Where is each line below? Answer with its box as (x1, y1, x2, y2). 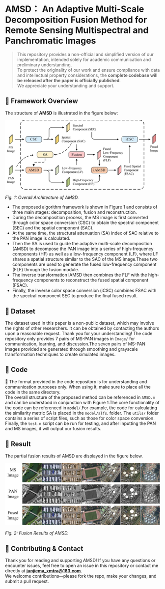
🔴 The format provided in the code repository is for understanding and (5, 378, 147, 385)
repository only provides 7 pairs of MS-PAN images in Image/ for (5, 336, 135, 341)
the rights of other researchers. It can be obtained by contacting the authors (5, 325, 160, 331)
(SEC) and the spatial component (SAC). (12, 225, 94, 231)
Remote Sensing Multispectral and (5, 25, 149, 36)
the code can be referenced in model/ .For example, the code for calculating (5, 405, 157, 411)
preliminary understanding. (17, 61, 72, 68)
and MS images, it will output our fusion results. (5, 425, 102, 431)
